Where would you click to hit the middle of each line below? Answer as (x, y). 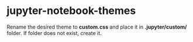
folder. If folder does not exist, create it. (54, 33)
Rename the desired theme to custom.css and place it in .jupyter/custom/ (97, 27)
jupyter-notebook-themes (71, 11)
